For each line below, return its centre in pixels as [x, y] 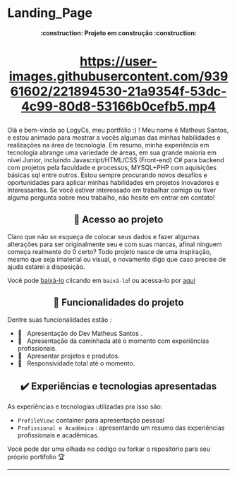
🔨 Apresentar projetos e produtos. [68, 356]
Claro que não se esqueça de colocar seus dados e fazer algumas [103, 236]
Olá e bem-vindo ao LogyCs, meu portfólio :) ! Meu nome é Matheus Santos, [118, 130]
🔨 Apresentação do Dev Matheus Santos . [80, 333]
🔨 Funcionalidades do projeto [119, 302]
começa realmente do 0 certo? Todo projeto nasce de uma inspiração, [109, 251]
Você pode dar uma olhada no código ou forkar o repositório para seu [109, 449]
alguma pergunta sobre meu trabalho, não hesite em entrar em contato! [111, 197]
